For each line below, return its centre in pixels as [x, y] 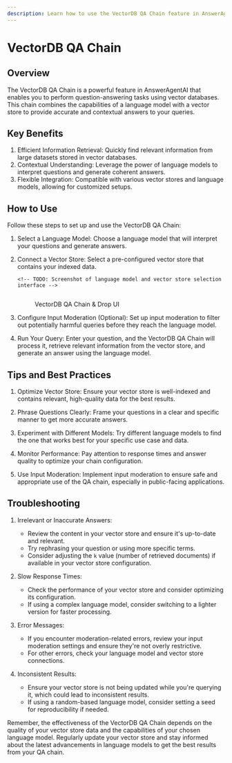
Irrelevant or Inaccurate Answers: [65, 520]
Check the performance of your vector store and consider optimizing [125, 590]
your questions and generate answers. [72, 246]
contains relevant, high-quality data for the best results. [96, 399]
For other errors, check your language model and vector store [115, 653]
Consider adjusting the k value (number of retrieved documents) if [122, 555]
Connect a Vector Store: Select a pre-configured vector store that [110, 259]
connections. [46, 660]
